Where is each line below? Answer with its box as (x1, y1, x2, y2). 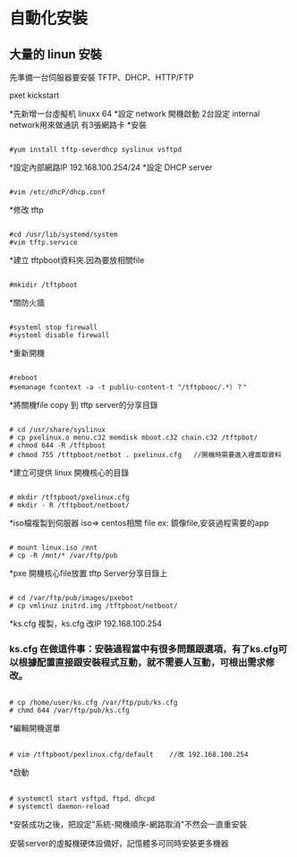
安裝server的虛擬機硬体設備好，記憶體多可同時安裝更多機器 (9, 838, 230, 849)
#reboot (9, 373, 38, 382)
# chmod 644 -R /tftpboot (9, 441, 106, 450)
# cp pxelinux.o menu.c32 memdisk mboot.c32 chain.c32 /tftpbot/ (9, 433, 258, 442)
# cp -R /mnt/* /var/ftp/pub (9, 551, 118, 560)
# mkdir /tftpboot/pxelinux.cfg (9, 493, 130, 502)
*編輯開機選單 (9, 723, 61, 734)
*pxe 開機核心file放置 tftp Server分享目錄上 (9, 568, 168, 578)
